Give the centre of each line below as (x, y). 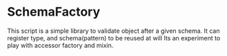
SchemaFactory (54, 12)
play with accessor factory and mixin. (60, 45)
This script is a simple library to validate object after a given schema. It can (113, 31)
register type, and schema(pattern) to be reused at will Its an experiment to (114, 38)
